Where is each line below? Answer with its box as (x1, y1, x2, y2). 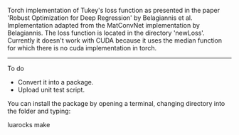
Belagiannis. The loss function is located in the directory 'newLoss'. (7, 28, 205, 37)
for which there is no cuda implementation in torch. (7, 44, 157, 52)
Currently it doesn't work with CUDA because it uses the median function (7, 36, 223, 45)
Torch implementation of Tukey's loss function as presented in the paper (7, 6, 221, 14)
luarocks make (7, 121, 51, 129)
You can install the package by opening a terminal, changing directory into (7, 99, 225, 107)
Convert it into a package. (17, 78, 94, 86)
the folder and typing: (7, 107, 71, 115)
